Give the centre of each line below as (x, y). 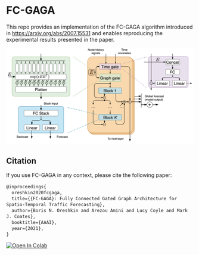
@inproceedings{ (26, 187)
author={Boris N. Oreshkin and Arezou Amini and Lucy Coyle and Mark (99, 211)
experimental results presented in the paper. (60, 39)
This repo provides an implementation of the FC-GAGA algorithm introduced (99, 27)
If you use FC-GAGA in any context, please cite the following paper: (89, 175)
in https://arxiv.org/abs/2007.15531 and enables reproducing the (84, 33)
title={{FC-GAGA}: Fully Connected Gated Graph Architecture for (94, 199)
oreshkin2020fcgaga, (37, 193)
